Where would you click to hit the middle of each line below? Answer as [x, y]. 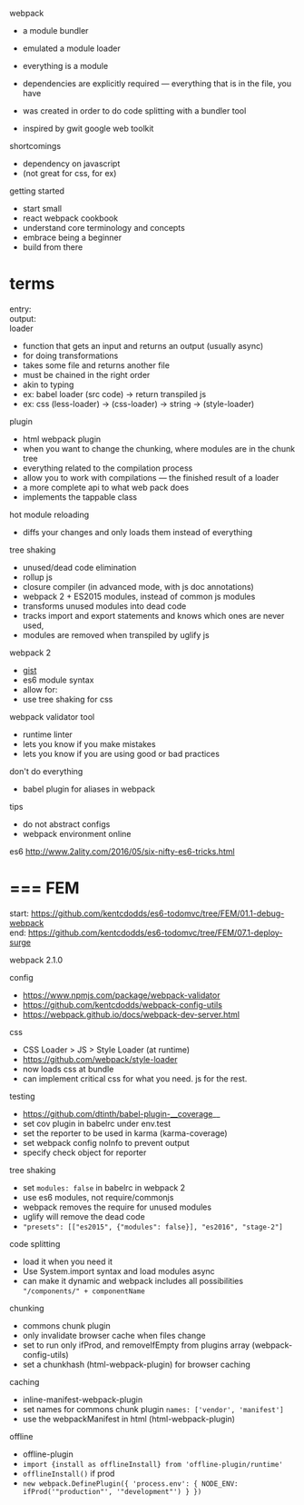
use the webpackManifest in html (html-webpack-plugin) [129, 1419]
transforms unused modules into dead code [104, 606]
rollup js [37, 577]
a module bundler [55, 30]
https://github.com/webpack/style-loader [100, 1059]
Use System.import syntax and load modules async [118, 1271]
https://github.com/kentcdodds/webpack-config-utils [122, 1004]
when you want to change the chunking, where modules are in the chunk [159, 448]
